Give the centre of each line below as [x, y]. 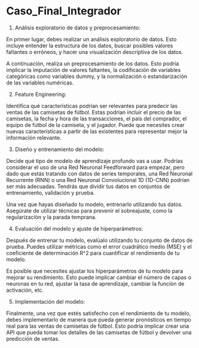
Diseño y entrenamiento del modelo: [59, 149]
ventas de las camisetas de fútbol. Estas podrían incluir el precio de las [94, 112]
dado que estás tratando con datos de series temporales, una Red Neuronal [99, 173]
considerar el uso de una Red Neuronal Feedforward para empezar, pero [96, 167]
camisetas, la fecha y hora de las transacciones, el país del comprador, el [97, 119]
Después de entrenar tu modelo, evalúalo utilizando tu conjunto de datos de [99, 240]
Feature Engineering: [41, 94]
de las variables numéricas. [40, 83]
